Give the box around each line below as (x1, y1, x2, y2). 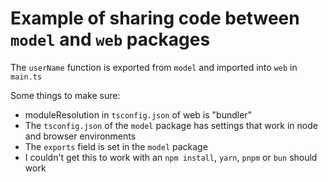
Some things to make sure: (10, 89, 121, 101)
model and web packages (10, 28, 211, 51)
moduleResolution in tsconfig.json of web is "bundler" (24, 108, 253, 121)
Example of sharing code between (10, 7, 300, 30)
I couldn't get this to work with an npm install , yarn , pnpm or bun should (24, 151, 318, 163)
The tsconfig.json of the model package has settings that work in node (24, 119, 318, 131)
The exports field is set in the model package (24, 140, 208, 152)
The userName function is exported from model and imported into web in (10, 61, 298, 73)
